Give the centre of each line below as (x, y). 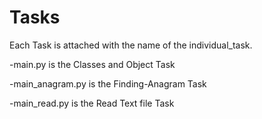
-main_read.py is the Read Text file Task (92, 103)
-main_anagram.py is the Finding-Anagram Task (108, 83)
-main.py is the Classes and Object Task (92, 64)
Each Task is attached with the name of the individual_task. (131, 45)
